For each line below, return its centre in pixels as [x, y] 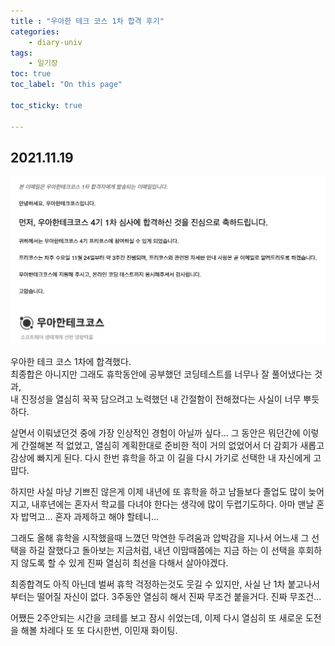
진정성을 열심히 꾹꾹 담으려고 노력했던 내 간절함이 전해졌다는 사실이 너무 [161, 399]
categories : [35, 31]
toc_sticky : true [46, 105]
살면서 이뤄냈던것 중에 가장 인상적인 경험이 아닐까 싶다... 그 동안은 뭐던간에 [155, 432]
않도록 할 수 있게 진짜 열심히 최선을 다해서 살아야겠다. [124, 562]
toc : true [31, 74]
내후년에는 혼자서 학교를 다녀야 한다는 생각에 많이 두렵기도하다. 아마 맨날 [173, 504]
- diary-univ [55, 42]
